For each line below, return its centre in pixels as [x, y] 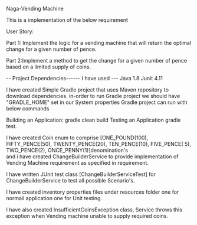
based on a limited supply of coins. [49, 67]
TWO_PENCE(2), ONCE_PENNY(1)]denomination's [67, 150]
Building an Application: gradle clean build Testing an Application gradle [93, 120]
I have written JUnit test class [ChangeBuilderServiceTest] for [81, 174]
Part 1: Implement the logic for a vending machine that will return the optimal [99, 43]
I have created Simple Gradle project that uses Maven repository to [88, 90]
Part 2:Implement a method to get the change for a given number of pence [97, 61]
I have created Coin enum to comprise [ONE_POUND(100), [77, 138]
